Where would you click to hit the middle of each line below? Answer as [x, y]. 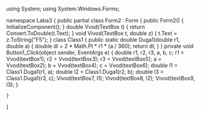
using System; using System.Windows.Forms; [63, 9]
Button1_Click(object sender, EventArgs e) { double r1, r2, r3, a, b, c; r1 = [95, 53]
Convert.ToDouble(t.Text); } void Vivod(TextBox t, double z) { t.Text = [92, 33]
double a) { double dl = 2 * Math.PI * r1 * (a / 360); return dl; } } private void [100, 46]
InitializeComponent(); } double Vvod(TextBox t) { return [76, 27]
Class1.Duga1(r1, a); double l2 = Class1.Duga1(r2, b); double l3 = [85, 72]
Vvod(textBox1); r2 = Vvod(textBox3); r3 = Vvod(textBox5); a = [84, 59]
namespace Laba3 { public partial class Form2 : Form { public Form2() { [95, 20]
